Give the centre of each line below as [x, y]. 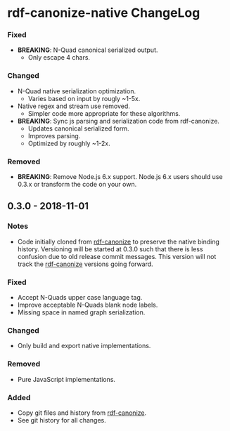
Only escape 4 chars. [59, 58]
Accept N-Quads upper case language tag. [80, 298]
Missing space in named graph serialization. [81, 312]
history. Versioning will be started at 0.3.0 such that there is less [110, 249]
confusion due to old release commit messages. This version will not [117, 256]
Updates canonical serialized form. [78, 128]
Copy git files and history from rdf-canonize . [82, 413]
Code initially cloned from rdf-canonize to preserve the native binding [119, 241]
